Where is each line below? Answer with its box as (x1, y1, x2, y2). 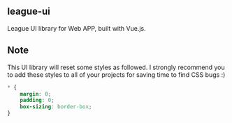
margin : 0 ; (20, 90, 52, 97)
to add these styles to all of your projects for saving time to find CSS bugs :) (7, 70, 226, 79)
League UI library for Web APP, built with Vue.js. (7, 24, 146, 32)
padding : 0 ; (20, 97, 55, 104)
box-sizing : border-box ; (20, 103, 92, 110)
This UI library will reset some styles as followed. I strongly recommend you (7, 63, 225, 71)
